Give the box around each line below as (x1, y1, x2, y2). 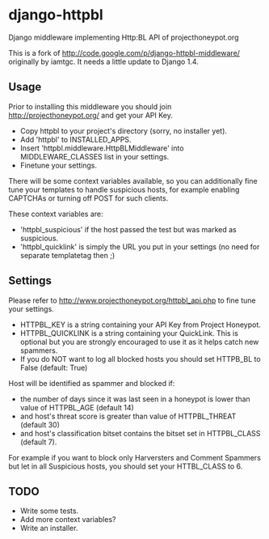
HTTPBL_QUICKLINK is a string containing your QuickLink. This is (19, 328, 238, 337)
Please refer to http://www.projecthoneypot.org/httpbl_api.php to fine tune (8, 295, 256, 305)
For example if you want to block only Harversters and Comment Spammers (8, 452, 261, 462)
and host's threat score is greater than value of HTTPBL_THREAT (19, 411, 237, 421)
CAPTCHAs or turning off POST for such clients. (8, 193, 169, 203)
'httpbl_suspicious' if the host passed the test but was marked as (19, 224, 237, 234)
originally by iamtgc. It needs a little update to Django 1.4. (8, 57, 200, 66)
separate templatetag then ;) (19, 250, 116, 260)
